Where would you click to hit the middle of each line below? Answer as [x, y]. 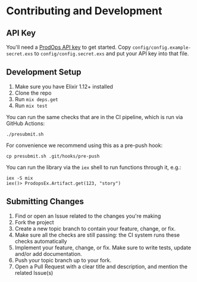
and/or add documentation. [48, 253]
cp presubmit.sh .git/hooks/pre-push [53, 156]
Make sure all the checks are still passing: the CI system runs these [97, 235]
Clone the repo [33, 93]
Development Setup [44, 72]
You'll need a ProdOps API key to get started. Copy [69, 47]
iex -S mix [20, 178]
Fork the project [35, 222]
